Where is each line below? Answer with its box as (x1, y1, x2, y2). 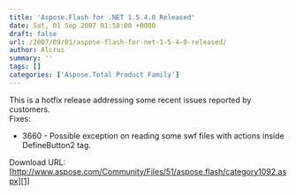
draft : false (9, 29, 57, 38)
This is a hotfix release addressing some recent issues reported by (9, 94, 252, 105)
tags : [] (9, 63, 42, 71)
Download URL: (9, 156, 66, 168)
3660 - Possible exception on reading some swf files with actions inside (21, 130, 285, 141)
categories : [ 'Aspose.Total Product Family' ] (9, 71, 179, 79)
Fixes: (9, 113, 31, 124)
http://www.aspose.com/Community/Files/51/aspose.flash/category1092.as (11, 166, 287, 176)
